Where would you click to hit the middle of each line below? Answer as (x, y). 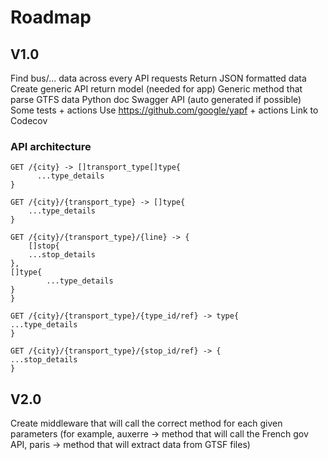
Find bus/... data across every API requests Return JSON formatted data (158, 78)
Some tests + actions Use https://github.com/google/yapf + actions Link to (164, 110)
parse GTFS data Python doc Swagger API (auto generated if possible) (156, 99)
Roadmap (51, 17)
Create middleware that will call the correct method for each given (146, 423)
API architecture (51, 146)
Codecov (29, 120)
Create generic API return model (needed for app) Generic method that (156, 89)
